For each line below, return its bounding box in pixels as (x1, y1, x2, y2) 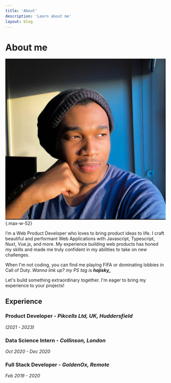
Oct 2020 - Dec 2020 (5, 348, 51, 354)
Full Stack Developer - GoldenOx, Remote (5, 361, 109, 368)
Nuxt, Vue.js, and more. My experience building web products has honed (5, 241, 159, 247)
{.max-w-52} (5, 220, 33, 226)
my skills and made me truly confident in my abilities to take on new (5, 246, 147, 252)
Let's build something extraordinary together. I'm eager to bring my (5, 277, 146, 283)
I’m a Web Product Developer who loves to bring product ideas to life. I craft (5, 230, 164, 236)
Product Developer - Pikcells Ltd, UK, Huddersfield (5, 313, 133, 320)
